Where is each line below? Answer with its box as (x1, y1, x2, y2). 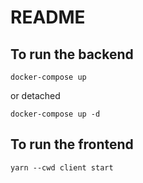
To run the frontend (10, 136, 134, 153)
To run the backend (10, 46, 134, 63)
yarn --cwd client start (10, 162, 114, 173)
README (10, 6, 86, 29)
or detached (10, 90, 61, 101)
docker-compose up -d (10, 109, 101, 119)
